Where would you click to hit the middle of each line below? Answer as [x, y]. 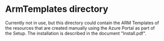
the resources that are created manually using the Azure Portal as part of [80, 28]
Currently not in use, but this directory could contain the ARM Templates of [82, 23]
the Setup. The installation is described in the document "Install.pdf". [76, 33]
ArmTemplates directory [57, 9]
